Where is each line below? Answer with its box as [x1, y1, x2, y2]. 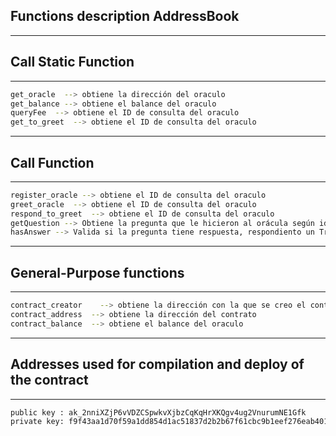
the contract [10, 372, 89, 389]
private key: [10, 417, 65, 427]
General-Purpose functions [10, 264, 185, 281]
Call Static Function [10, 54, 135, 71]
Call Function [10, 154, 95, 171]
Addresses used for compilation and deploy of [10, 356, 305, 373]
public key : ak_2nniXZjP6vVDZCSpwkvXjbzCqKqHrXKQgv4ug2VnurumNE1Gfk [10, 407, 307, 418]
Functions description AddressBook [10, 8, 240, 25]
